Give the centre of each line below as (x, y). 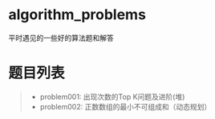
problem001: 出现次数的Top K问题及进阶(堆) (112, 97)
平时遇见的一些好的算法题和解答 (61, 38)
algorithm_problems (77, 15)
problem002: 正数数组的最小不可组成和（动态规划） (126, 106)
